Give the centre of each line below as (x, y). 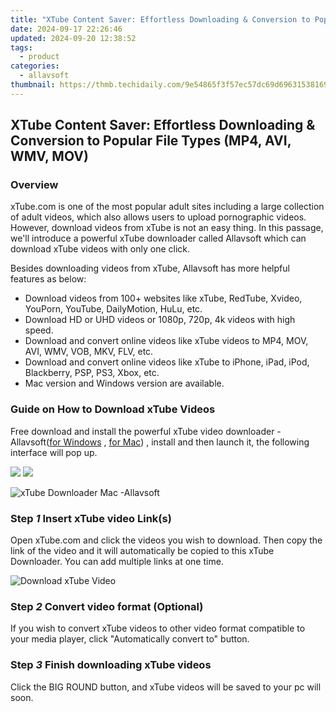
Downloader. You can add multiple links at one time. (117, 562)
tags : (21, 47)
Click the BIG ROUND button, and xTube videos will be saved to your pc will (166, 687)
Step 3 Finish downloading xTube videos (111, 665)
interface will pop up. (54, 452)
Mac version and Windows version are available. (124, 383)
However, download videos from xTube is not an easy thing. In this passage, (167, 228)
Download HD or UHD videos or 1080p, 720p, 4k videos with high (160, 320)
